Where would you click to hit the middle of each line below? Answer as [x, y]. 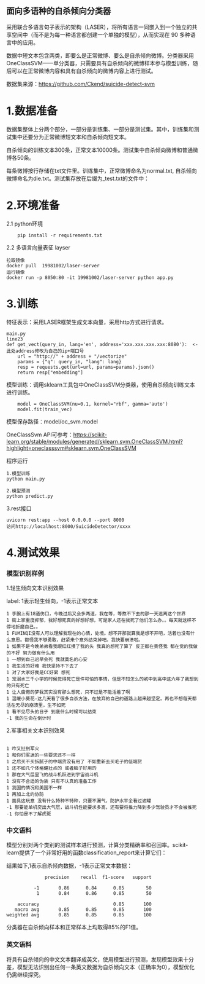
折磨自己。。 [28, 627]
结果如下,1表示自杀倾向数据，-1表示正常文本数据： [69, 866]
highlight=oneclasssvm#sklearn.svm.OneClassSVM [71, 448]
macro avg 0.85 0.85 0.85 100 [83, 910]
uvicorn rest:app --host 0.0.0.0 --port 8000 [65, 520]
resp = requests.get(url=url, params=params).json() [86, 367]
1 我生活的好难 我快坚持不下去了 [42, 666]
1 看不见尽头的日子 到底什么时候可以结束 [51, 712]
